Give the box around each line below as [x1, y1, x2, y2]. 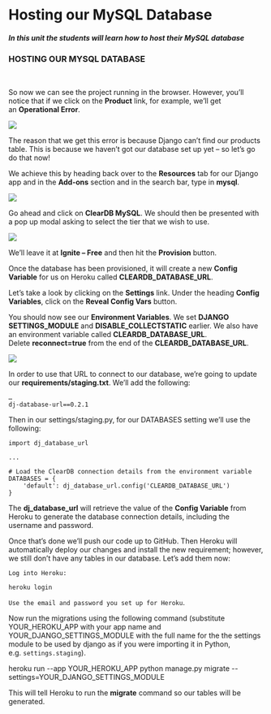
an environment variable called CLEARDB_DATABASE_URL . [8, 330, 208, 340]
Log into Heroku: [8, 569, 67, 578]
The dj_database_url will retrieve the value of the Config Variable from [8, 504, 247, 513]
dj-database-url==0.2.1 [8, 400, 89, 409]
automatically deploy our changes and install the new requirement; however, [8, 545, 264, 555]
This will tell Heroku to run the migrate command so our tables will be [8, 688, 242, 698]
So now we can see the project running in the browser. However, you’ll [8, 88, 244, 97]
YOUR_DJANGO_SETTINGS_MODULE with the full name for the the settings [8, 630, 261, 641]
